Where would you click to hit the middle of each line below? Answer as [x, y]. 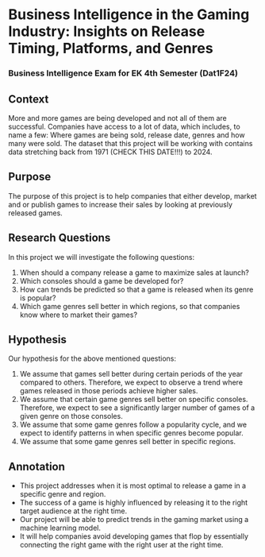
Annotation [37, 466]
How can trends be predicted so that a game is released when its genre [136, 289]
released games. [36, 213]
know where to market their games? [78, 315]
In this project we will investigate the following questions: [102, 257]
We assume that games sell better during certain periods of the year [131, 374]
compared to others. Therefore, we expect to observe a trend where [131, 382]
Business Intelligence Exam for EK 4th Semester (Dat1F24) [123, 73]
